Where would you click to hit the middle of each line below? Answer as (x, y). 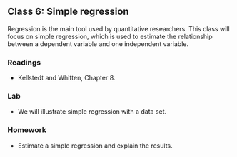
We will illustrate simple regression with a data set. (92, 112)
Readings (24, 62)
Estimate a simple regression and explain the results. (95, 146)
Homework (27, 130)
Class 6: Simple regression (69, 12)
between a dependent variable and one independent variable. (98, 44)
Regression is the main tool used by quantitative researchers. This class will (118, 28)
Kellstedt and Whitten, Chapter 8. (66, 78)
